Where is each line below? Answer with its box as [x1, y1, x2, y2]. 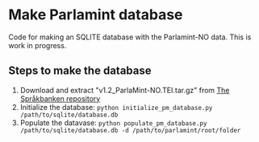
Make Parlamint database [8, 6, 183, 24]
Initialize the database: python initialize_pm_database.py [19, 102, 213, 112]
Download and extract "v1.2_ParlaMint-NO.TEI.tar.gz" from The [19, 85, 230, 95]
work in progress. [8, 40, 67, 50]
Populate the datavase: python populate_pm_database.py [19, 118, 207, 128]
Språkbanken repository [19, 94, 101, 103]
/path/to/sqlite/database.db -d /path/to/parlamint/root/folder [19, 126, 241, 134]
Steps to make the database [8, 64, 152, 78]
